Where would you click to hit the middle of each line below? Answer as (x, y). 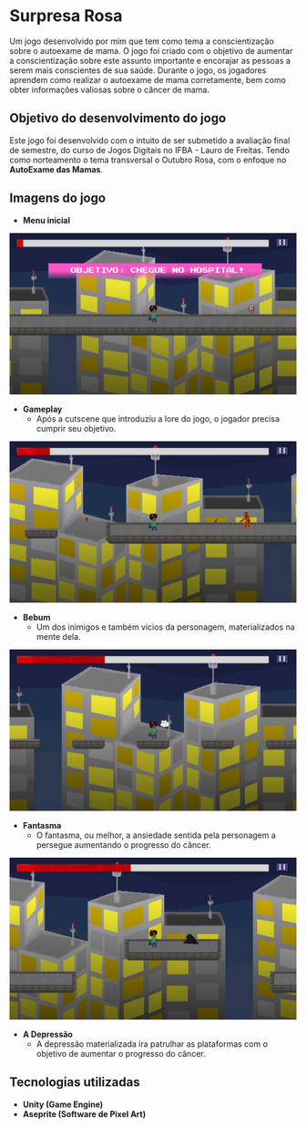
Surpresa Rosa (66, 16)
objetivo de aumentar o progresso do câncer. (121, 1053)
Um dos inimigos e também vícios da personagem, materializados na (166, 627)
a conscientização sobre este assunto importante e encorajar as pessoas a (150, 60)
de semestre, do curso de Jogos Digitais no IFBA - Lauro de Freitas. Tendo (149, 150)
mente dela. (58, 637)
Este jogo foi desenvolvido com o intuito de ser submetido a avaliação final (150, 140)
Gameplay (42, 409)
